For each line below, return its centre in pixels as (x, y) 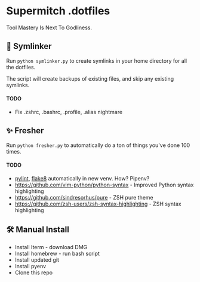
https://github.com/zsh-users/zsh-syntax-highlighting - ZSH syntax (98, 204)
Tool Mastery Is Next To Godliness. (49, 27)
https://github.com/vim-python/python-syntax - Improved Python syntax (104, 185)
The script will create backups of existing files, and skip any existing (90, 78)
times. (14, 151)
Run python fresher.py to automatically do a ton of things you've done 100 (98, 145)
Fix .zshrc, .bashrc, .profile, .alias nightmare (69, 112)
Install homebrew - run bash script (57, 253)
